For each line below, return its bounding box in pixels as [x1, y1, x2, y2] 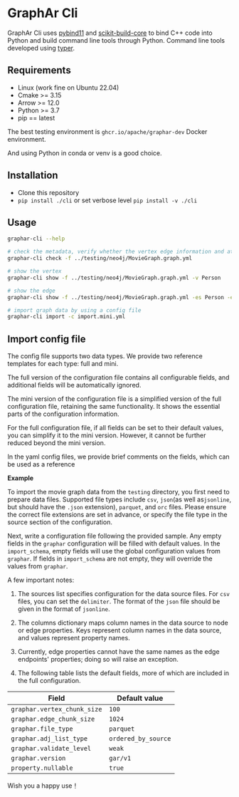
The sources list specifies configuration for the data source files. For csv [17, 590, 230, 598]
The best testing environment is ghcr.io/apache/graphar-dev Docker [7, 127, 208, 136]
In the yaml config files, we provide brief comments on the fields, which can [7, 452, 230, 461]
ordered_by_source [109, 735, 171, 743]
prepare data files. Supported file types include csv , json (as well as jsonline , [7, 495, 232, 504]
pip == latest [17, 113, 55, 122]
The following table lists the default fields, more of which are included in [17, 669, 230, 677]
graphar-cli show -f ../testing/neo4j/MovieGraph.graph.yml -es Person [7, 293, 224, 301]
